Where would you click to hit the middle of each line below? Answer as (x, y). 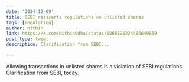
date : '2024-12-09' (30, 12)
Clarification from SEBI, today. (43, 73)
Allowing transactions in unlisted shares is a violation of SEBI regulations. (95, 66)
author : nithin (25, 28)
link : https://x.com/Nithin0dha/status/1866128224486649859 (82, 34)
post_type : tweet (27, 39)
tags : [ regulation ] (30, 22)
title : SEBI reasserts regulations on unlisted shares (75, 17)
